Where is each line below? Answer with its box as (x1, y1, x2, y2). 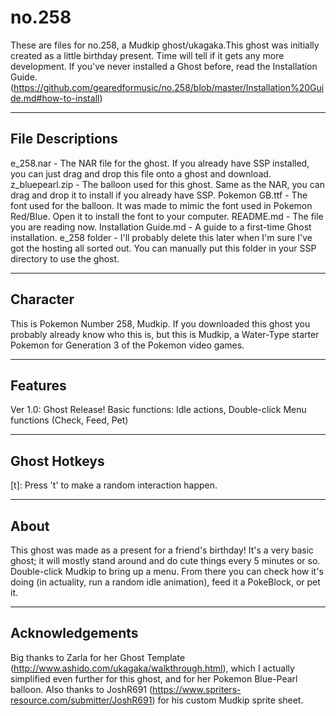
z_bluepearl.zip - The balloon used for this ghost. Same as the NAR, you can (10, 178, 325, 190)
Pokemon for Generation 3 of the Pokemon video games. (10, 339, 245, 351)
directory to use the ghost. (10, 252, 120, 265)
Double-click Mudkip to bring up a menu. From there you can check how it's (10, 566, 324, 577)
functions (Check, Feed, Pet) (10, 414, 129, 426)
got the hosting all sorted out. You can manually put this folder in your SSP (10, 242, 317, 254)
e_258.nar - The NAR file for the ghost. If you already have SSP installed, (10, 157, 310, 169)
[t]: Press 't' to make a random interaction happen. (10, 479, 218, 491)
